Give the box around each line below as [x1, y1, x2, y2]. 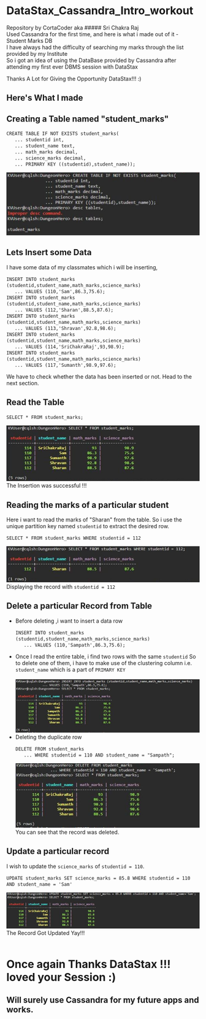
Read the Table [6, 397, 65, 408]
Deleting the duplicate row [15, 734, 82, 741]
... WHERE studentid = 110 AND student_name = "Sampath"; [23, 752, 175, 758]
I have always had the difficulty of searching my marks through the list [6, 44, 184, 51]
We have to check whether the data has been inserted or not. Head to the [6, 372, 192, 380]
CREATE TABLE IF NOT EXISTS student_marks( [6, 131, 120, 137]
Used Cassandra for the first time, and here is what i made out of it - [6, 30, 179, 37]
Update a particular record [6, 846, 110, 856]
